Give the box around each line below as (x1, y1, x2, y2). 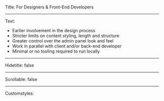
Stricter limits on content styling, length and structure (12, 33, 120, 39)
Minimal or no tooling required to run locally (12, 48, 100, 54)
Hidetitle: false (5, 62, 34, 68)
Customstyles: (5, 90, 34, 96)
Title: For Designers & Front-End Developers (5, 4, 94, 10)
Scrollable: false (5, 77, 38, 82)
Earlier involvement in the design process (12, 28, 96, 33)
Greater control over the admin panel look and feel (12, 38, 114, 43)
